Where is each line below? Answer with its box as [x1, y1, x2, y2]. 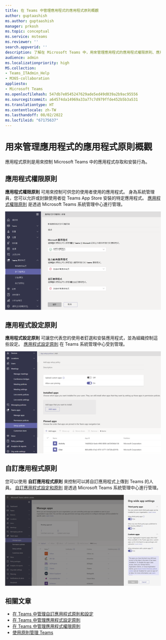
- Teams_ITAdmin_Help [5, 71, 50, 76]
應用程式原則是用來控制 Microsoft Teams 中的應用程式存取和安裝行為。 [5, 159, 150, 165]
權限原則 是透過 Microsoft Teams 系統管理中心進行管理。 [9, 201, 125, 207]
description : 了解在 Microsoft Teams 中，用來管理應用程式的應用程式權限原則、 [5, 50, 157, 55]
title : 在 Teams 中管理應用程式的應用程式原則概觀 [5, 8, 99, 13]
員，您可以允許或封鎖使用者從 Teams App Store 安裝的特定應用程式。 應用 [5, 195, 157, 201]
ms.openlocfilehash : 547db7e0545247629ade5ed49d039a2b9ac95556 [5, 92, 138, 97]
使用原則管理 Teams [12, 630, 53, 636]
